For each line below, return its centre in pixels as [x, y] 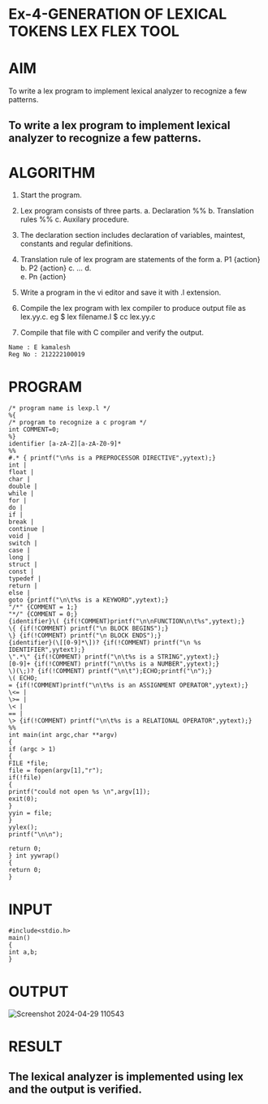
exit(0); [23, 799]
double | [23, 487]
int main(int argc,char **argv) [63, 735]
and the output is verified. [75, 1089]
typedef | [25, 579]
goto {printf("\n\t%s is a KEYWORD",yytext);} [89, 600]
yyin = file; [30, 813]
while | [22, 494]
